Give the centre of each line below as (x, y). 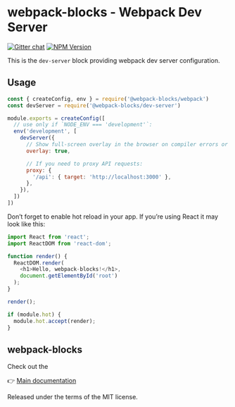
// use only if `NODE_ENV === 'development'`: (83, 125)
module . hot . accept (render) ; (55, 321)
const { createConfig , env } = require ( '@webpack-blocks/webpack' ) (108, 99)
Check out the (28, 367)
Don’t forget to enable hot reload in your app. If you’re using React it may (113, 217)
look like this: (26, 224)
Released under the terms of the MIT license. (73, 397)
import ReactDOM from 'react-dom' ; (59, 243)
